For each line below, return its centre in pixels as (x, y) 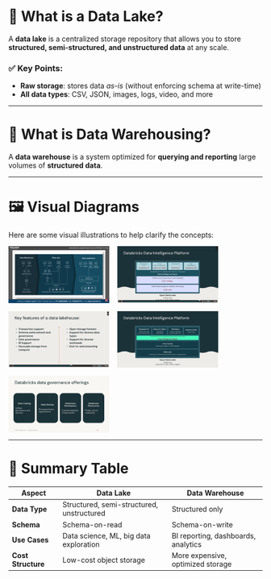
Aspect (34, 493)
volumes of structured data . (56, 165)
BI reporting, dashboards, (214, 535)
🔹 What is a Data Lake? (86, 17)
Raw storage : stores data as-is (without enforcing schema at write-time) (141, 86)
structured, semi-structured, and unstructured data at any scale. (119, 47)
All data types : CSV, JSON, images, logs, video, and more (117, 94)
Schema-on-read (92, 524)
